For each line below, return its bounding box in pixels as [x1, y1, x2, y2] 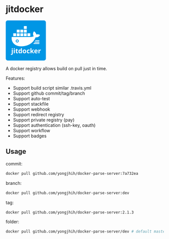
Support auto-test [13, 95, 50, 101]
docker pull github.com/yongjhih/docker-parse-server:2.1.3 [6, 209, 134, 215]
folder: [6, 219, 20, 225]
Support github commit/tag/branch [13, 90, 85, 96]
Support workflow [13, 127, 51, 133]
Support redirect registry [13, 111, 64, 117]
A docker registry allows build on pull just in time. [6, 65, 107, 71]
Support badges [13, 133, 47, 139]
